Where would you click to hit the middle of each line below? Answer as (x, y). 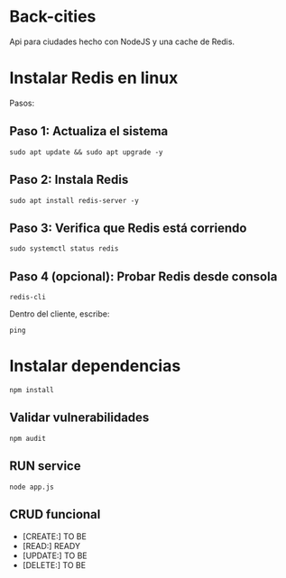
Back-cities (53, 17)
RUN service (45, 466)
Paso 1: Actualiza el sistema (89, 131)
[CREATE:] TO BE (55, 536)
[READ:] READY (51, 546)
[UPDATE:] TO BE (55, 555)
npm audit (28, 438)
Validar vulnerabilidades (79, 418)
